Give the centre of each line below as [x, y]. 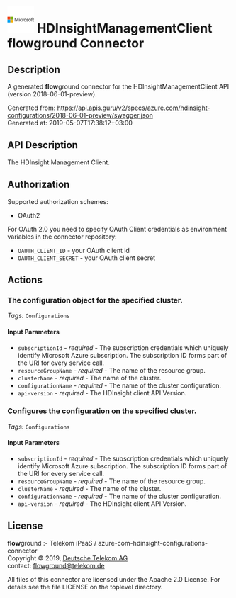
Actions [25, 280]
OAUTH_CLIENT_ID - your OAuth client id [73, 250]
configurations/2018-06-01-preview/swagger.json [80, 115]
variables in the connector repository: [62, 237]
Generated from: [32, 108]
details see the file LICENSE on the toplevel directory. [85, 587]
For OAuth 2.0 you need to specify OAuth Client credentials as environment [117, 229]
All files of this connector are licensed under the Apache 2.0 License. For [114, 579]
